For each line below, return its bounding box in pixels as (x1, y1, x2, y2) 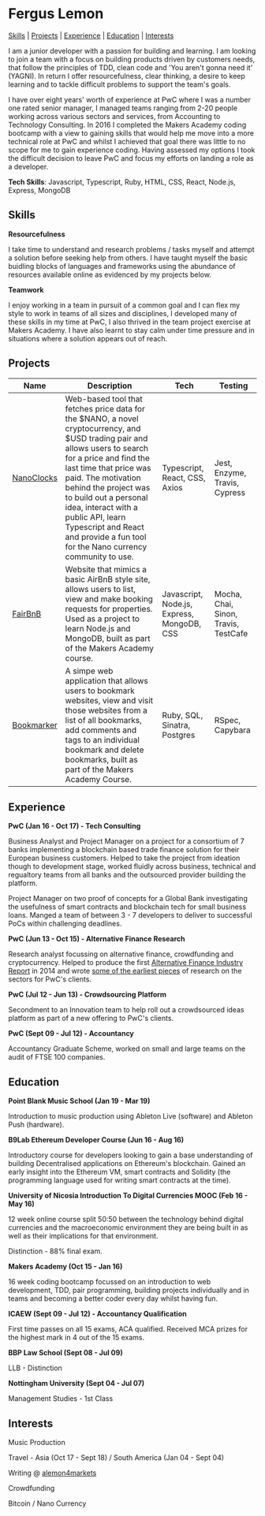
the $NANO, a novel (65, 413, 140, 424)
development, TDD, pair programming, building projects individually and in (8, 1286, 250, 1295)
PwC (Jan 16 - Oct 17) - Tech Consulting (8, 821, 141, 831)
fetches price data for (65, 403, 146, 414)
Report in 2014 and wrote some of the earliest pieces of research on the (8, 967, 242, 976)
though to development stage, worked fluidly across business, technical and (8, 862, 256, 871)
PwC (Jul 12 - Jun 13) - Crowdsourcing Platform (8, 990, 167, 1000)
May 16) (8, 1199, 35, 1209)
